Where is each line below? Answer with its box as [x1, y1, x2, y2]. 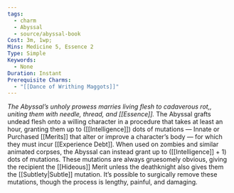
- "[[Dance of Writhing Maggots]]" [14, 83, 119, 90]
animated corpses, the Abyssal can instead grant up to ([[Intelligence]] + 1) [7, 148, 227, 156]
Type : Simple [7, 50, 46, 57]
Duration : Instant [7, 70, 62, 77]
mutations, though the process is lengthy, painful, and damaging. [7, 178, 198, 187]
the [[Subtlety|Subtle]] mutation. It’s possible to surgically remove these [7, 170, 218, 179]
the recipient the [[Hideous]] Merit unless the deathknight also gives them [7, 162, 224, 171]
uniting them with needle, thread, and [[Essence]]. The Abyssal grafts [7, 110, 211, 118]
